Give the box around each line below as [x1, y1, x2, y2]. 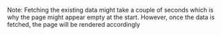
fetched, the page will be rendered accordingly [7, 21, 141, 28]
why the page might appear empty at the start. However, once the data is [7, 13, 215, 21]
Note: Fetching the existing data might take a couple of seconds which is [7, 6, 214, 14]
